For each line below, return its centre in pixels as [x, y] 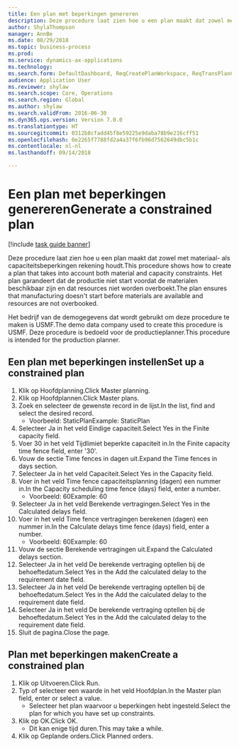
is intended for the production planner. [64, 339]
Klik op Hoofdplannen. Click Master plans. [79, 398]
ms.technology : [30, 67]
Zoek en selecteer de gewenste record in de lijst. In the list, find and [117, 406]
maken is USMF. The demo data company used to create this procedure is [116, 324]
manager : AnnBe [30, 34]
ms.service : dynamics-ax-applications [65, 60]
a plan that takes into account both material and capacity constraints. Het [115, 273]
